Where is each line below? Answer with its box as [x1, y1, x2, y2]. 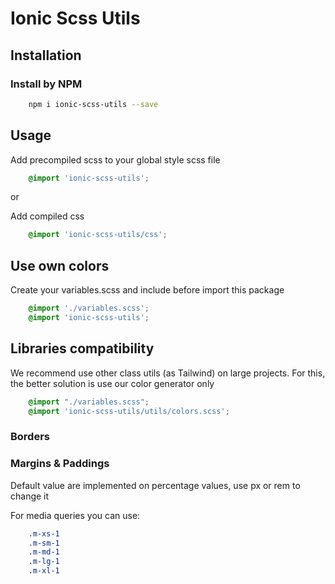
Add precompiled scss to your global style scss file [10, 153, 221, 166]
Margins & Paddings [10, 457, 110, 471]
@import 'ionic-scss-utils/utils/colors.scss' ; [28, 406, 230, 416]
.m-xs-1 [28, 528, 60, 539]
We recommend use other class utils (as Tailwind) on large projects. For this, [10, 367, 326, 379]
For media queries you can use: [10, 509, 141, 521]
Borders [10, 430, 51, 444]
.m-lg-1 [28, 557, 60, 567]
